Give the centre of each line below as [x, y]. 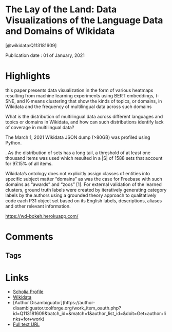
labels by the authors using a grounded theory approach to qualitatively [81, 195]
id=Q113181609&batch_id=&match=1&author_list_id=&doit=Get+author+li [89, 314]
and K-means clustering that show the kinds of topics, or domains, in [89, 101]
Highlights [28, 76]
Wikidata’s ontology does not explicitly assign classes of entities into [78, 173]
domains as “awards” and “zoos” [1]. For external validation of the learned [83, 184]
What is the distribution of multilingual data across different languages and [84, 116]
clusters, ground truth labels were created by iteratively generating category [86, 190]
